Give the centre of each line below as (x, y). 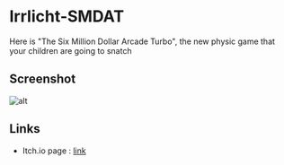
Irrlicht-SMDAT (67, 17)
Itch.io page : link (54, 151)
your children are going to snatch (71, 50)
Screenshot (43, 79)
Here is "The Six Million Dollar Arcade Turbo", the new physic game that (142, 41)
